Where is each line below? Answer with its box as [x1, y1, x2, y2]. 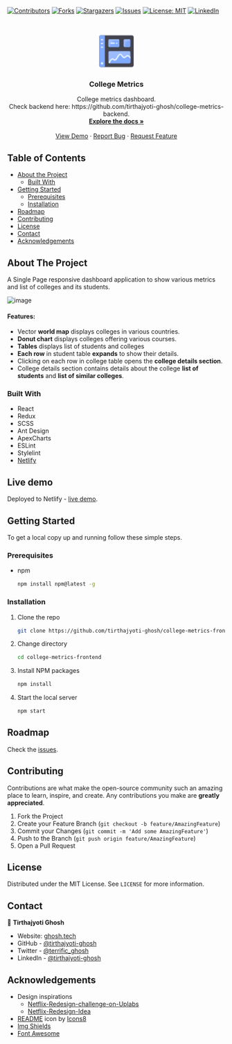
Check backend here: [9, 103, 71, 111]
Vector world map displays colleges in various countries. [17, 327, 180, 336]
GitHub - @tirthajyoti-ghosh [17, 939, 97, 948]
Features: [7, 312, 36, 320]
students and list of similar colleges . [17, 372, 125, 380]
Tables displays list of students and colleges [17, 342, 145, 350]
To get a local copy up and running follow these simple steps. [7, 533, 182, 542]
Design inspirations [17, 993, 73, 1001]
